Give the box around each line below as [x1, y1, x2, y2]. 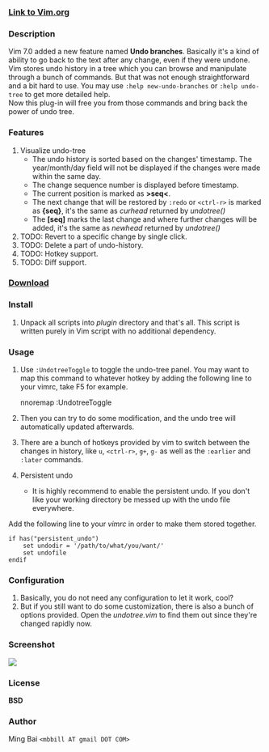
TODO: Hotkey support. [19, 249, 99, 258]
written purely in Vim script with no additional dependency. [19, 326, 216, 336]
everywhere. [32, 503, 74, 513]
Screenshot [8, 639, 55, 650]
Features [8, 127, 44, 138]
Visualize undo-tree [19, 145, 86, 155]
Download [8, 278, 50, 289]
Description [8, 28, 56, 39]
